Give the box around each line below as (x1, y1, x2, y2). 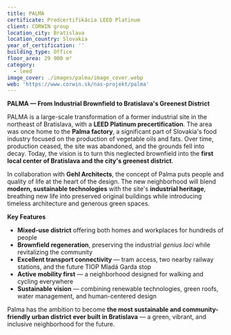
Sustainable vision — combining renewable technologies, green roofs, (17, 285, 219, 293)
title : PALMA (7, 10, 45, 17)
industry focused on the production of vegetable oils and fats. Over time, (7, 135, 214, 143)
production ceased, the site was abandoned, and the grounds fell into (7, 142, 205, 150)
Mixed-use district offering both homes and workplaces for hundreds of (17, 226, 224, 234)
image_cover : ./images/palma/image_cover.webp (7, 74, 143, 81)
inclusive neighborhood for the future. (7, 320, 115, 328)
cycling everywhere (17, 277, 74, 286)
